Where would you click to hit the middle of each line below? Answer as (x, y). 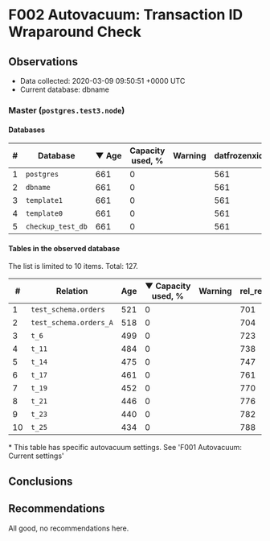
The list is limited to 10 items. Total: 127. (73, 266)
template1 (44, 200)
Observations (43, 62)
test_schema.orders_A (72, 323)
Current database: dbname (65, 89)
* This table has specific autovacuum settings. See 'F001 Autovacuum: (125, 448)
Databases (27, 130)
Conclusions (41, 481)
